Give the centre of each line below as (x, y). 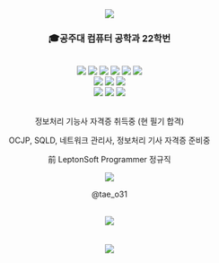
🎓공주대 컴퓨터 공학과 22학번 (109, 38)
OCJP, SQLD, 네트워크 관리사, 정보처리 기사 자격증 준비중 (109, 140)
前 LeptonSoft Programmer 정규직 (109, 160)
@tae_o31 (109, 194)
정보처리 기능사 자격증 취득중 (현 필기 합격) (109, 121)
